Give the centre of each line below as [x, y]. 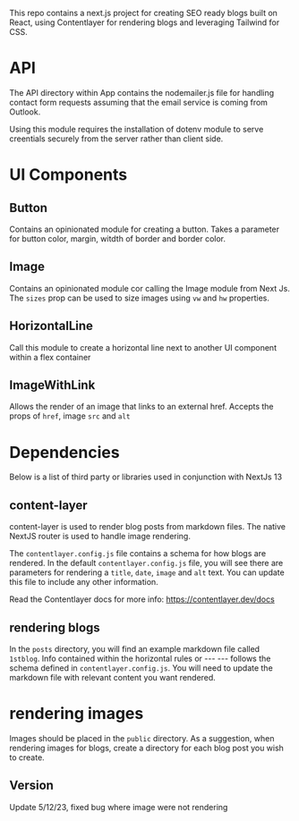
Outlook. [25, 112]
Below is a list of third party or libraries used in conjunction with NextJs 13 [146, 477]
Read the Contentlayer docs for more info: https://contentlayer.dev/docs [142, 599]
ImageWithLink [52, 385]
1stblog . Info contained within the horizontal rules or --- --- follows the [140, 658]
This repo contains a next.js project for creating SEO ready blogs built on [143, 13]
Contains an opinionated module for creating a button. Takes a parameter [145, 229]
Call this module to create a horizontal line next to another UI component [143, 347]
